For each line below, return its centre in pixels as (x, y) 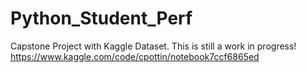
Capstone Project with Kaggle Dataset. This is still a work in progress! (153, 46)
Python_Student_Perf (101, 18)
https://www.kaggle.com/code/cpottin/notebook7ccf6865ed (135, 56)
